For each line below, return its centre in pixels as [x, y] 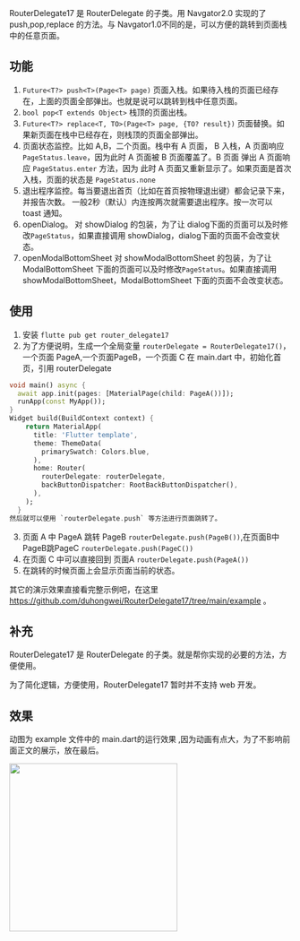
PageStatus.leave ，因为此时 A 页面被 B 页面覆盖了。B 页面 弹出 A [143, 157]
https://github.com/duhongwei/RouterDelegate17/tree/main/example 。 [140, 600]
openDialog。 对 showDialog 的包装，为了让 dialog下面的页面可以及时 [151, 224]
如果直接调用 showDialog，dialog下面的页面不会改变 [175, 235]
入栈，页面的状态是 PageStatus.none [89, 179]
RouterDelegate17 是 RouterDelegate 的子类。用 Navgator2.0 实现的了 [138, 13]
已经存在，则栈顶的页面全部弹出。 [140, 134]
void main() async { [48, 385]
